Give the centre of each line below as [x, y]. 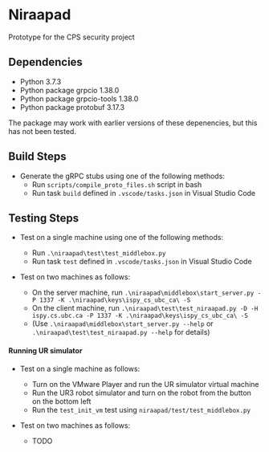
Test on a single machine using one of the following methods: [121, 238]
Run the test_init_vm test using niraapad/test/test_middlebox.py [141, 409]
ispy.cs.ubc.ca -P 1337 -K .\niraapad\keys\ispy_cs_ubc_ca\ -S [140, 316]
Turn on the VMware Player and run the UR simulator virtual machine [145, 384]
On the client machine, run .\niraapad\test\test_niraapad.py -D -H [145, 308]
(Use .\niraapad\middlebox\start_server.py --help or [123, 324]
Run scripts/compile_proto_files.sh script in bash [117, 184]
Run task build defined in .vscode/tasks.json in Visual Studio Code [144, 193]
